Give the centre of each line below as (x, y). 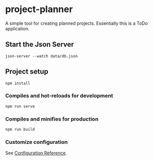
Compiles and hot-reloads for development (59, 96)
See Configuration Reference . (36, 153)
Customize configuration (37, 142)
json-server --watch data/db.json (42, 56)
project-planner (39, 9)
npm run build (20, 130)
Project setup (27, 72)
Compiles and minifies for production (52, 119)
